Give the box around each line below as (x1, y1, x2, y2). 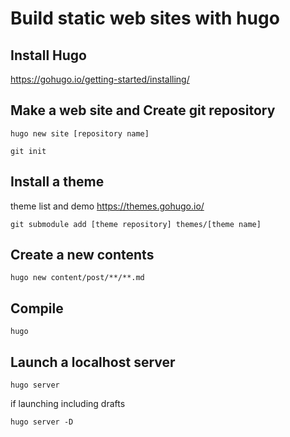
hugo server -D (10, 417, 74, 427)
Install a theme (10, 173, 105, 191)
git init (10, 146, 47, 156)
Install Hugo (10, 47, 87, 64)
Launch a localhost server (10, 353, 176, 371)
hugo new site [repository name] (10, 128, 150, 139)
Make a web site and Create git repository (10, 102, 276, 119)
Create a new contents (10, 247, 155, 264)
